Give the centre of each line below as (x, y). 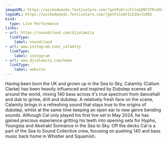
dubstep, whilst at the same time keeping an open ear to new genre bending (83, 110)
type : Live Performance (34, 24)
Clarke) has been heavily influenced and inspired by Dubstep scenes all (79, 89)
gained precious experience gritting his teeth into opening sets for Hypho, (81, 120)
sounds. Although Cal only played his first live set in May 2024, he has (77, 115)
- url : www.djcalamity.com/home (39, 60)
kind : (11, 19)
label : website (30, 70)
